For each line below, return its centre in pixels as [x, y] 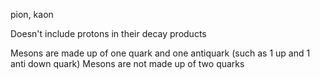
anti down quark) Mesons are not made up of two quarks [127, 63]
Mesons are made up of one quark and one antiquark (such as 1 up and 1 [160, 53]
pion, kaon [32, 14]
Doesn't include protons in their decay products [108, 33]
